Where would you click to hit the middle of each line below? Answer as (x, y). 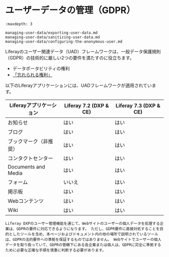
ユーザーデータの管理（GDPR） (70, 10)
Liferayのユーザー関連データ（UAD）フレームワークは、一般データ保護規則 (83, 51)
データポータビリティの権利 (41, 68)
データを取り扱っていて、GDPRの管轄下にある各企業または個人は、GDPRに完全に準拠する (83, 245)
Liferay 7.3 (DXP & (138, 105)
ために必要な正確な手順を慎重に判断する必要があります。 (56, 250)
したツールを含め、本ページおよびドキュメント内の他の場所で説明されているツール (85, 234)
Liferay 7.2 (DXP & (87, 105)
